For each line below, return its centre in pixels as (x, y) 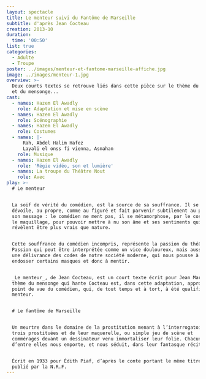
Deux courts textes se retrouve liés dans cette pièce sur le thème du (105, 86)
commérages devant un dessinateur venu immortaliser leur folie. (97, 339)
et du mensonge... (36, 92)
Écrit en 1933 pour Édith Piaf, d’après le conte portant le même (98, 361)
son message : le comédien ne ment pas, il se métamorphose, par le (101, 216)
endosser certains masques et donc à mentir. (71, 261)
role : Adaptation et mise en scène (63, 109)
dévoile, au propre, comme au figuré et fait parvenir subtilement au (104, 211)
